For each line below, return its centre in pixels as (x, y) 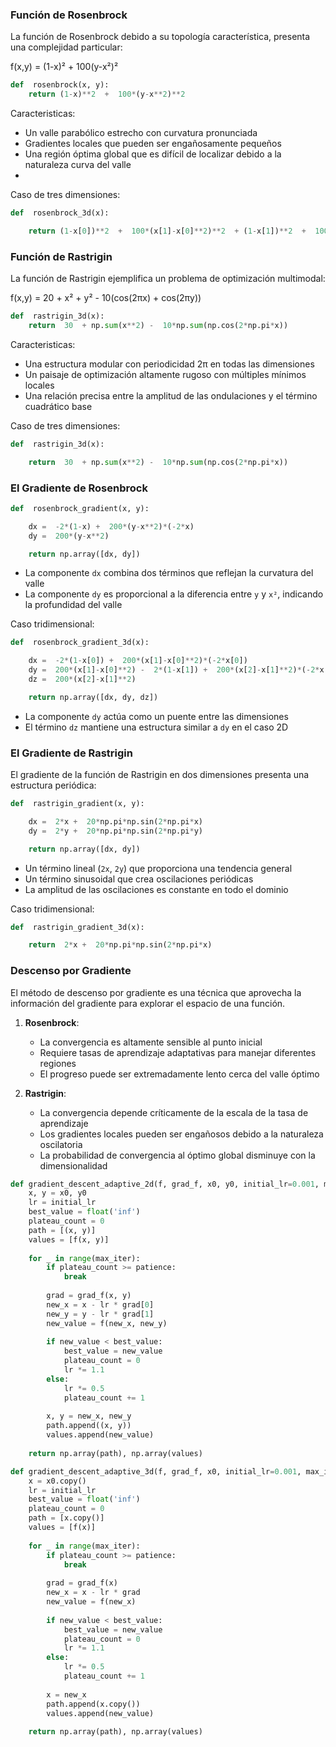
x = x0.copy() (57, 1481)
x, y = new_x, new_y (89, 1416)
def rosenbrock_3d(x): (60, 213)
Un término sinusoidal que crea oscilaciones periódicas (139, 879)
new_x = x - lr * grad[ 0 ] (100, 1304)
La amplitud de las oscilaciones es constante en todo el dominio (156, 889)
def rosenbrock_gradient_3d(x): (80, 643)
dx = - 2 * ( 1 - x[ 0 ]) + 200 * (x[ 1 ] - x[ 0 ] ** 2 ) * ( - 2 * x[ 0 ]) (138, 661)
